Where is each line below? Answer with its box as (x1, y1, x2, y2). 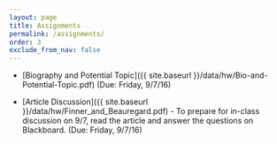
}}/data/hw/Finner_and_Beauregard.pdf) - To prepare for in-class (21, 106, 260, 117)
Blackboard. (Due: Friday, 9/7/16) (21, 125, 143, 135)
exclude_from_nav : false (9, 46, 101, 55)
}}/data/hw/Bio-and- (193, 70, 268, 80)
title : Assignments (9, 21, 81, 30)
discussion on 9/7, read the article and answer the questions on (21, 116, 254, 126)
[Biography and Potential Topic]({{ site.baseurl (21, 70, 192, 80)
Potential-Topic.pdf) (21, 80, 96, 90)
